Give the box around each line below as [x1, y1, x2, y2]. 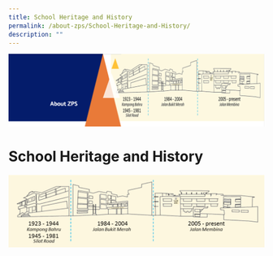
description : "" [8, 30, 63, 38]
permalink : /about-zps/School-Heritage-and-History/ [8, 21, 191, 30]
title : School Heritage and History [8, 13, 132, 21]
